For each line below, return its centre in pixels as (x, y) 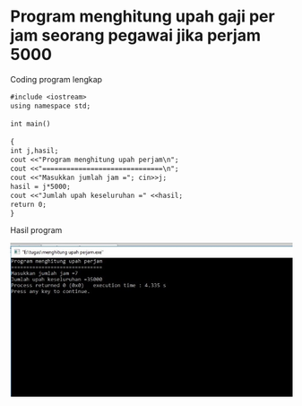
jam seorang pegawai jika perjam (135, 35)
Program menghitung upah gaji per (143, 17)
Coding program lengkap (56, 79)
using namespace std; (51, 106)
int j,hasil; (35, 151)
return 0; (29, 204)
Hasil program (36, 229)
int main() (30, 124)
